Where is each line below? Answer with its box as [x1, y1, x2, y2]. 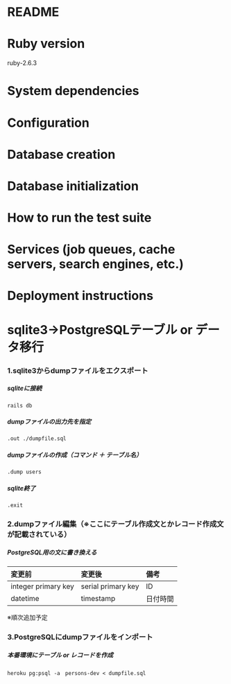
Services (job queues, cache [7, 242, 176, 257]
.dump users [7, 468, 42, 475]
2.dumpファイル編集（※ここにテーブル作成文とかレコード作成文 [7, 519, 224, 529]
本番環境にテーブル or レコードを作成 [7, 651, 114, 659]
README [7, 4, 60, 20]
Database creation [7, 146, 116, 162]
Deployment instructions [7, 288, 154, 304]
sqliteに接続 [7, 384, 42, 392]
